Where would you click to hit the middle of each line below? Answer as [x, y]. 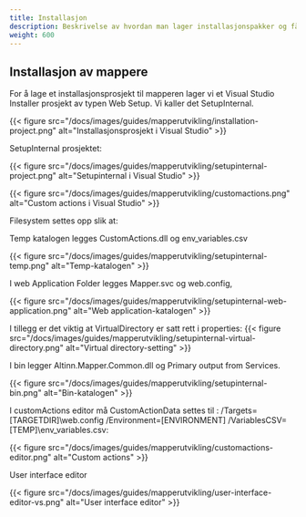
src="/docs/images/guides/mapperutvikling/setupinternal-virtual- [133, 338]
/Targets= [239, 410]
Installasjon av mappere [79, 72]
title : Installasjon [49, 18]
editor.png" [31, 458]
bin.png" [26, 393]
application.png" [41, 311]
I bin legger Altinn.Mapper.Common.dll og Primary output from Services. [145, 366]
